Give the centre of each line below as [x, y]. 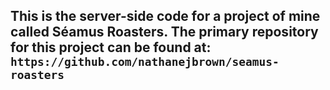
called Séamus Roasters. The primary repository [164, 32]
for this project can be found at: [111, 47]
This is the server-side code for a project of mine [165, 16]
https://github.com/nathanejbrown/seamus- [145, 62]
